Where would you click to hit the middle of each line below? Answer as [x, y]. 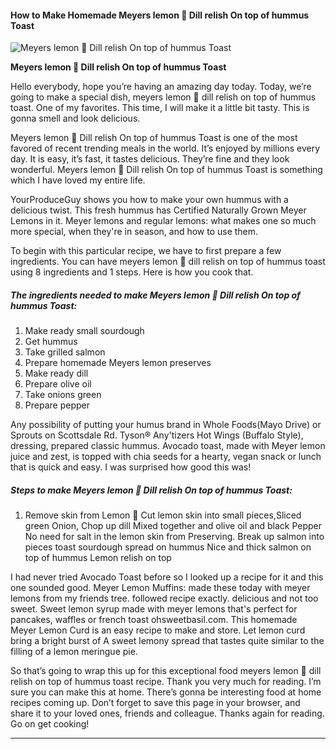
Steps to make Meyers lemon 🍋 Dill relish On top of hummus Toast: [151, 490]
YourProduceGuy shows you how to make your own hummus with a [149, 200]
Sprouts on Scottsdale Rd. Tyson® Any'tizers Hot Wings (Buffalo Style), [157, 435]
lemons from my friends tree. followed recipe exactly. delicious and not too [164, 598]
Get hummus [51, 342]
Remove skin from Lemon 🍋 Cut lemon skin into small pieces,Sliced [163, 515]
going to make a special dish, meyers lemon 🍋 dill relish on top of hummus [163, 97]
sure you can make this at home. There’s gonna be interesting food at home [166, 692]
